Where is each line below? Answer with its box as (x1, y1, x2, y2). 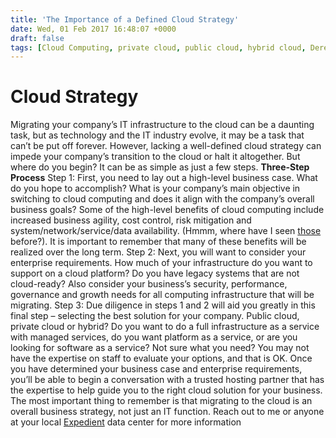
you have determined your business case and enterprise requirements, (10, 363, 303, 375)
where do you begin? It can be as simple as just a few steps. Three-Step (10, 161, 310, 173)
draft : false (10, 33, 65, 43)
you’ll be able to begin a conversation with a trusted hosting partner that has (10, 374, 325, 386)
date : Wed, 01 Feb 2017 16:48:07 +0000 (10, 24, 177, 34)
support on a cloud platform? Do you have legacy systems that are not (10, 267, 300, 280)
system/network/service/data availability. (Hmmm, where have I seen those (10, 225, 322, 237)
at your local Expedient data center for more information (10, 416, 242, 428)
